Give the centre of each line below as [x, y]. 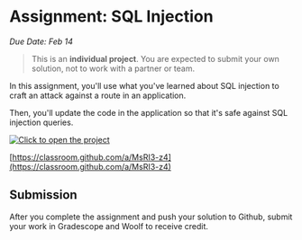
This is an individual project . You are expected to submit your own [155, 58]
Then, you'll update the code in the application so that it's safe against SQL [149, 112]
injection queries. [41, 122]
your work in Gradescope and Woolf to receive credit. [109, 226]
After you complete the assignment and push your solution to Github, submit [151, 217]
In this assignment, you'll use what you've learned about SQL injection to [144, 85]
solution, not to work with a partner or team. [113, 68]
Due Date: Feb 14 [41, 41]
